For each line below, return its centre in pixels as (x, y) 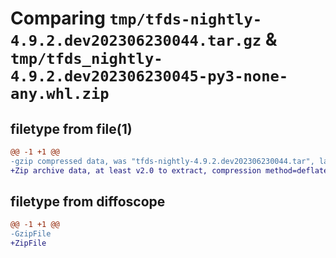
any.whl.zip (60, 94)
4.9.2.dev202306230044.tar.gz (136, 41)
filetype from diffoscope (88, 202)
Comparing (58, 18)
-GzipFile (31, 234)
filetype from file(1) (71, 128)
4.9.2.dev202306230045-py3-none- (149, 76)
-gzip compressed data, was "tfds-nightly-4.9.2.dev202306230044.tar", (162, 161)
